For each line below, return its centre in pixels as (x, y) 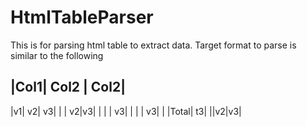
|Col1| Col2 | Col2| (68, 87)
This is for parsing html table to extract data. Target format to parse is (153, 45)
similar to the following (57, 55)
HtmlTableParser (82, 17)
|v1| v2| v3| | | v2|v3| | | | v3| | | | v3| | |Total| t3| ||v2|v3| (126, 111)
